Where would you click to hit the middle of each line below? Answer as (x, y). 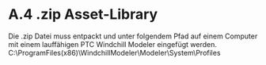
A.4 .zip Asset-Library (83, 14)
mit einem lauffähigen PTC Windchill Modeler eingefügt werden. (113, 44)
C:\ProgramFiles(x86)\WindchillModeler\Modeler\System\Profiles (114, 52)
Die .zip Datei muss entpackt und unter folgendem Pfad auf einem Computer (133, 36)
